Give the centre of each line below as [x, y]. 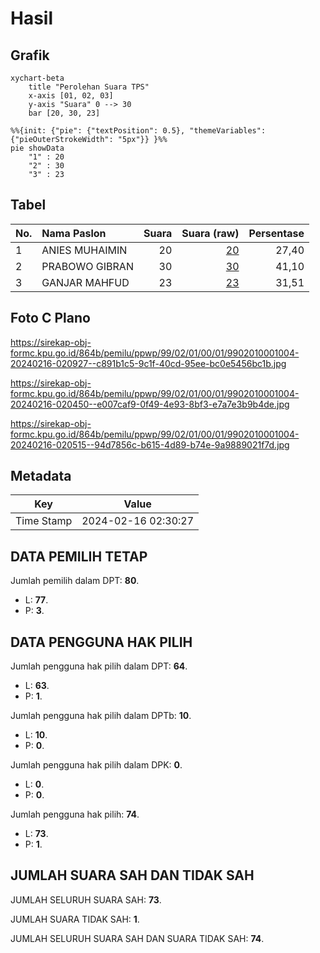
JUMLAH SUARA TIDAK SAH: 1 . [75, 919]
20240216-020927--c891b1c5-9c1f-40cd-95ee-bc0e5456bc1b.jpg [148, 363]
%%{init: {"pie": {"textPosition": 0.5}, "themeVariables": [138, 131]
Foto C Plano [50, 318]
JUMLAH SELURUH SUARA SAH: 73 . [86, 899]
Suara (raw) [210, 233]
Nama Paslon [74, 233]
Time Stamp [44, 521]
